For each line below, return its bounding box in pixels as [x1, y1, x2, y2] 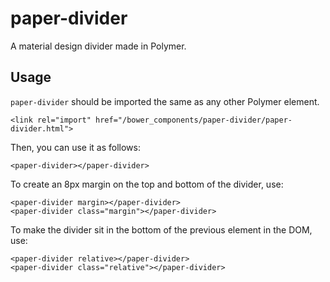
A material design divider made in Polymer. [10, 40, 187, 52]
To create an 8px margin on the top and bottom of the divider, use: [10, 178, 284, 190]
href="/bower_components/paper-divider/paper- [95, 115, 293, 125]
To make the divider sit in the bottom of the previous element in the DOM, [10, 223, 313, 236]
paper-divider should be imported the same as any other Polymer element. [10, 95, 320, 107]
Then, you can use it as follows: [10, 141, 141, 153]
